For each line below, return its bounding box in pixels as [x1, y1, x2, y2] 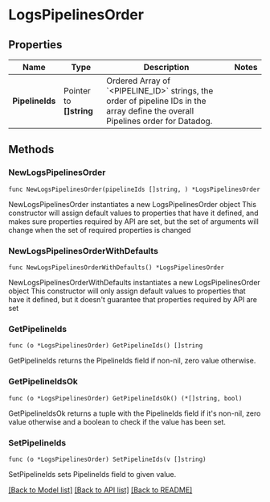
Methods [8, 143, 55, 156]
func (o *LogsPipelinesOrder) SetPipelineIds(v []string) [8, 455, 207, 463]
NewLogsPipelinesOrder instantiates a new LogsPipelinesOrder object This [8, 199, 257, 209]
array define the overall [106, 106, 194, 116]
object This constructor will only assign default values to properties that [8, 286, 247, 296]
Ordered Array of [106, 75, 171, 86]
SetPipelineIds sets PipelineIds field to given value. [8, 469, 177, 479]
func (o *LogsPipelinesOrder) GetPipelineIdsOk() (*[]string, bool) [8, 394, 243, 402]
